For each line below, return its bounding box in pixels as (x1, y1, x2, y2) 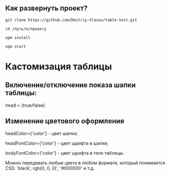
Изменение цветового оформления (5, 117, 124, 125)
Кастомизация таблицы (5, 61, 112, 72)
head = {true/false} (5, 102, 46, 108)
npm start (5, 44, 26, 49)
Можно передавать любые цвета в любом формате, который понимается (5, 159, 166, 166)
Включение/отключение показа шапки (5, 81, 136, 90)
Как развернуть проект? (5, 4, 88, 13)
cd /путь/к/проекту (5, 26, 47, 31)
